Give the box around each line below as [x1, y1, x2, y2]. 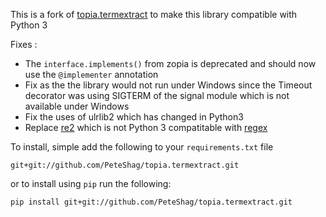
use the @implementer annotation [24, 69, 159, 80]
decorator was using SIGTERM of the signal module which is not [24, 90, 290, 101]
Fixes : [10, 39, 38, 50]
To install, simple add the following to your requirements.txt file [10, 141, 274, 153]
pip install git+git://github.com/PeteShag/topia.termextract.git [10, 197, 293, 207]
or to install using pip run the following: [10, 178, 172, 189]
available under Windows [24, 100, 130, 112]
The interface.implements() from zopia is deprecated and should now [24, 58, 317, 69]
